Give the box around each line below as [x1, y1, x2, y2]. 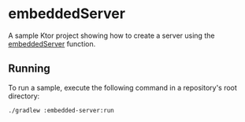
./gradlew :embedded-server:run [8, 106, 114, 114]
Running [8, 62, 51, 76]
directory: [8, 91, 40, 101]
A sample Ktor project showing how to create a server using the [8, 31, 215, 40]
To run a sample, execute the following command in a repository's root [8, 83, 238, 92]
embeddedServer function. [8, 39, 96, 48]
